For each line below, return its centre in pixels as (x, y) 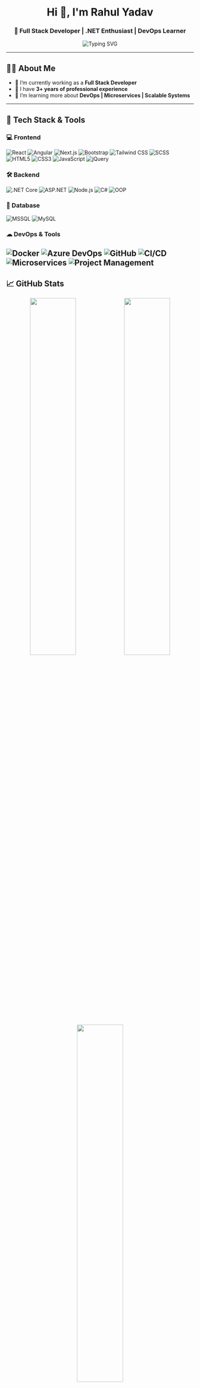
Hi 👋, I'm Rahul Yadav (100, 12)
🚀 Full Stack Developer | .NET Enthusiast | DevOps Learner (100, 31)
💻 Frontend (24, 137)
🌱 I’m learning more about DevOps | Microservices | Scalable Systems (102, 96)
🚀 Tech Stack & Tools (46, 120)
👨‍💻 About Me (31, 68)
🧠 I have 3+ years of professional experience (71, 89)
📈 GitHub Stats (35, 284)
